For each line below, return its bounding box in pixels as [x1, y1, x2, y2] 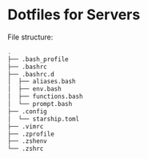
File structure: [7, 32, 54, 42]
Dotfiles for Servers [7, 6, 141, 24]
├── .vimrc [7, 122, 44, 130]
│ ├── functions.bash [7, 92, 83, 101]
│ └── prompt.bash [7, 100, 73, 108]
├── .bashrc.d [7, 70, 55, 78]
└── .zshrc [7, 145, 44, 153]
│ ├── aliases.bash [7, 78, 77, 86]
